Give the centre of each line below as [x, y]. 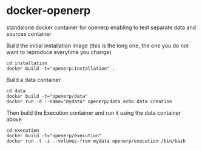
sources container [29, 33]
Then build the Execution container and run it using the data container [94, 112]
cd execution [23, 130]
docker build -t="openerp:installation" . [61, 68]
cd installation [27, 63]
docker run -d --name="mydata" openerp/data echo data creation [89, 101]
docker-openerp [49, 11]
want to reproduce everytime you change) [59, 52]
